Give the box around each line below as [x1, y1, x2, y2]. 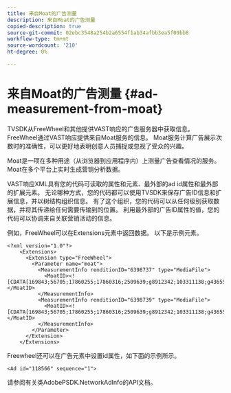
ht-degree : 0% [7, 49, 48, 56]
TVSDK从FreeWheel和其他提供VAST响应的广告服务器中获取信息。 [7, 124, 194, 133]
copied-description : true [7, 23, 81, 30]
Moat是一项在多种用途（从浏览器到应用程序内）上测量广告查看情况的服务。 [7, 156, 221, 165]
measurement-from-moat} [7, 101, 164, 117]
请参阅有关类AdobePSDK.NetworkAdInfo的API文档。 [7, 378, 157, 386]
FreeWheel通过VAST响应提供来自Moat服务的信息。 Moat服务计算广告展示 [7, 133, 217, 142]
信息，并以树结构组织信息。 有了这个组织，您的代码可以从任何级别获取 [12, 196, 214, 205]
